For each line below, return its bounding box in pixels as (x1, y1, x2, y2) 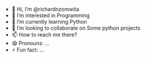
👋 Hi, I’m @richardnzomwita (11, 6, 79, 12)
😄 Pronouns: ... (11, 40, 50, 47)
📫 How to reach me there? (11, 31, 78, 38)
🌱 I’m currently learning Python (11, 18, 87, 25)
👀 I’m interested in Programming (11, 12, 90, 19)
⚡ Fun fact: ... (11, 46, 44, 53)
